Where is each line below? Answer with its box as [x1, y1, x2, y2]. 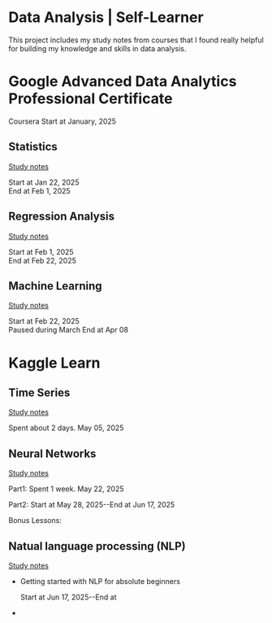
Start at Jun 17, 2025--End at [19, 592, 117, 602]
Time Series [8, 386, 71, 399]
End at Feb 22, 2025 [8, 255, 77, 265]
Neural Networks [8, 447, 97, 460]
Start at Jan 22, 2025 [8, 177, 80, 187]
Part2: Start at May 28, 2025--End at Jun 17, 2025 [8, 500, 175, 510]
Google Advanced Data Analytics [8, 72, 237, 91]
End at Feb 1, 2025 [8, 185, 71, 195]
